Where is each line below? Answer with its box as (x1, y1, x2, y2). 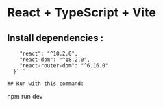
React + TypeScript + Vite (7, 5, 156, 21)
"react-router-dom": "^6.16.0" (19, 62, 109, 69)
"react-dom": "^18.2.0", (19, 56, 90, 63)
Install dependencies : (7, 32, 104, 44)
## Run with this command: (7, 80, 84, 87)
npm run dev (7, 93, 43, 100)
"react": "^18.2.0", (19, 50, 78, 57)
